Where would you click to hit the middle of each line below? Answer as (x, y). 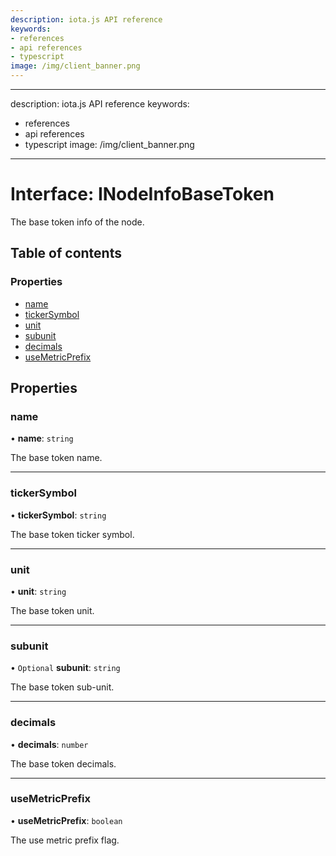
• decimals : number (49, 744)
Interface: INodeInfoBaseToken (142, 194)
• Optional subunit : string (65, 668)
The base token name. (56, 458)
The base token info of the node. (77, 222)
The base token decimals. (63, 763)
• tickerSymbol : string (58, 515)
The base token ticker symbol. (72, 534)
